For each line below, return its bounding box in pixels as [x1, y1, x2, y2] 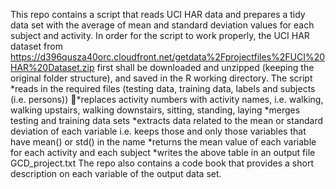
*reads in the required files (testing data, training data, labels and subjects [10, 83, 316, 94]
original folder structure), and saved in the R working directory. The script [10, 72, 313, 84]
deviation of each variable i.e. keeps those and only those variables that [10, 125, 307, 137]
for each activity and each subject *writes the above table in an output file [10, 147, 316, 158]
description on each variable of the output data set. [10, 168, 222, 179]
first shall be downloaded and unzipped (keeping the [96, 62, 315, 73]
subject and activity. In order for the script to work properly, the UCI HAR [10, 30, 310, 41]
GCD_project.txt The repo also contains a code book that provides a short [10, 157, 314, 169]
